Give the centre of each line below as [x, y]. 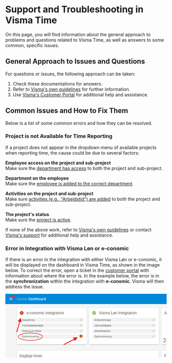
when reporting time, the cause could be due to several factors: [72, 153]
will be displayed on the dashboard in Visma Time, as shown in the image [83, 265]
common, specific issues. [32, 45]
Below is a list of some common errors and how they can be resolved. [79, 123]
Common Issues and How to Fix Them [67, 111]
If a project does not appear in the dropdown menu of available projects [81, 147]
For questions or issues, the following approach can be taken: [70, 74]
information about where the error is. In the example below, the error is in [82, 276]
